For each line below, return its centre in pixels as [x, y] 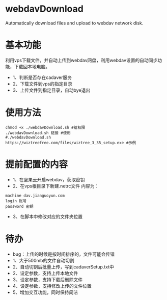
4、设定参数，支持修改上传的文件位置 [52, 286]
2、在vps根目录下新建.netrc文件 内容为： [56, 186]
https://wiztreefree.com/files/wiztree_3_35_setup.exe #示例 [71, 143]
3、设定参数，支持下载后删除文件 [48, 279]
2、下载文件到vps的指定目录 [43, 84]
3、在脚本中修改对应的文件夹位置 [48, 216]
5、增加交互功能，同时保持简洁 [45, 292]
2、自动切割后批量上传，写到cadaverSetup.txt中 [63, 267]
